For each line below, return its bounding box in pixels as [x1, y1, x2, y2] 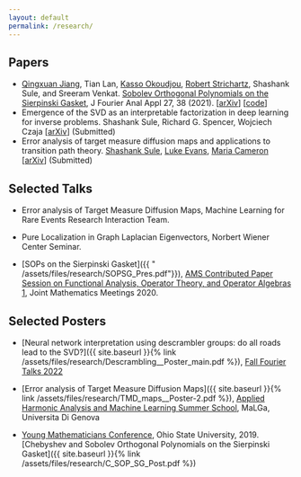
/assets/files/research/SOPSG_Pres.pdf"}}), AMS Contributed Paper [21, 269, 273, 279]
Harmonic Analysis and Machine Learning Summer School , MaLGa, [21, 402, 270, 413]
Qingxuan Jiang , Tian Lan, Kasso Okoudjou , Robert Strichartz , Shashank [21, 78, 289, 90]
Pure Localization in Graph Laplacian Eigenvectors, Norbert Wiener [21, 232, 270, 243]
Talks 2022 [21, 366, 64, 376]
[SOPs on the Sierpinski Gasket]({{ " [21, 259, 156, 269]
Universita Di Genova [21, 411, 101, 422]
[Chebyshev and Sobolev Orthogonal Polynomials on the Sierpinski [21, 438, 270, 449]
